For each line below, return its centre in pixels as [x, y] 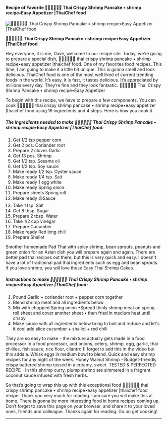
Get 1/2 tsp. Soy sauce [36, 167]
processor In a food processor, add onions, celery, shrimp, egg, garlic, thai [82, 344]
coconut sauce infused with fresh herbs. [47, 375]
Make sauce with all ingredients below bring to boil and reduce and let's [86, 324]
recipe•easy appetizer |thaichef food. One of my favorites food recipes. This [84, 64]
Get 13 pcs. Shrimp [32, 156]
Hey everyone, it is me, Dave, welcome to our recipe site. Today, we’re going [84, 54]
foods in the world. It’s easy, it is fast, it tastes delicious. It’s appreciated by [82, 80]
